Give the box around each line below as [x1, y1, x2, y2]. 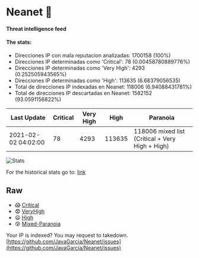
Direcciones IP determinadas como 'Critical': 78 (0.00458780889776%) [14, 58, 191, 65]
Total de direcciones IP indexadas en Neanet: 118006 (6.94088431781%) [14, 83, 192, 90]
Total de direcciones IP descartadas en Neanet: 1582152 [14, 89, 152, 96]
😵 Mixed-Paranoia [14, 220, 61, 227]
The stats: [6, 38, 32, 46]
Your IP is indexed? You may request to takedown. [6, 232, 129, 239]
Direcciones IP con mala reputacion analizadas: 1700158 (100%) [14, 51, 171, 58]
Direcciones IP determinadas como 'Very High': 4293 [14, 64, 145, 71]
